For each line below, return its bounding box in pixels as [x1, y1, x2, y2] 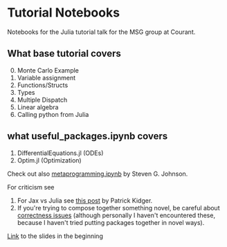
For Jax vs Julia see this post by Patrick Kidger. [17, 196, 153, 205]
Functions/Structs [17, 81, 69, 89]
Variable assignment [17, 73, 76, 82]
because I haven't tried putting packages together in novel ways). [17, 218, 205, 226]
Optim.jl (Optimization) [17, 156, 82, 164]
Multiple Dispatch [17, 95, 68, 104]
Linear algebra [17, 102, 59, 111]
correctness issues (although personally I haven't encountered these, [17, 211, 216, 219]
